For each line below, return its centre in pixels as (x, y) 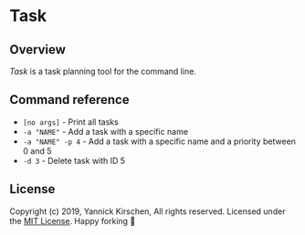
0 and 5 (37, 150)
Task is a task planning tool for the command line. (103, 71)
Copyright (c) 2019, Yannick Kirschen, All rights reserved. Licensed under (147, 211)
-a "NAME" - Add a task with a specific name (105, 131)
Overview (38, 50)
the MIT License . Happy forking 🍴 (73, 220)
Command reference (69, 100)
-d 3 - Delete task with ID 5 (74, 160)
